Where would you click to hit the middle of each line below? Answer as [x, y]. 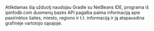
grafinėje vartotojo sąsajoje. [34, 23]
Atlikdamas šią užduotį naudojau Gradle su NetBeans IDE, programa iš [77, 7]
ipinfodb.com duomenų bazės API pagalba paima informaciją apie [73, 12]
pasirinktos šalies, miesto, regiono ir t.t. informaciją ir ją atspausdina [75, 18]
